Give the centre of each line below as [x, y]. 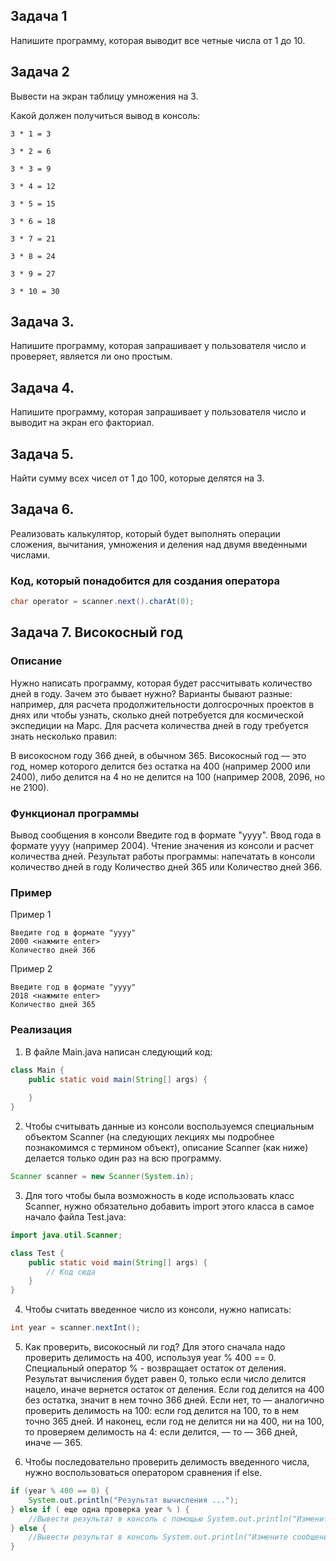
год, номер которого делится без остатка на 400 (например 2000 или [160, 766]
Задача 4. [42, 387]
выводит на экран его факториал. [82, 423]
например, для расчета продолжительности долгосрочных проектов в [162, 704]
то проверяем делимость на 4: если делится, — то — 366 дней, [161, 1432]
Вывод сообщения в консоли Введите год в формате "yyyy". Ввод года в [166, 835]
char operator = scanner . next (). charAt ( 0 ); [102, 602]
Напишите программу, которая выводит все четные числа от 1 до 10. [158, 40]
